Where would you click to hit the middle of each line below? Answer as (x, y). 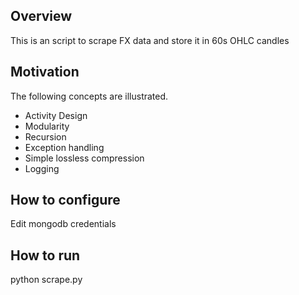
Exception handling (64, 147)
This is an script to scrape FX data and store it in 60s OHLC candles (150, 40)
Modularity (47, 126)
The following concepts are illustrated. (89, 96)
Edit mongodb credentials (63, 224)
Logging (42, 168)
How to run (45, 255)
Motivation (45, 72)
